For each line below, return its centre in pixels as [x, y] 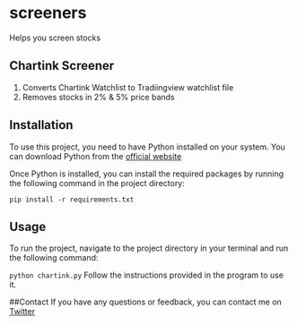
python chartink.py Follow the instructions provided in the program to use [147, 275]
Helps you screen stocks [55, 38]
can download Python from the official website [96, 156]
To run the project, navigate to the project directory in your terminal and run [149, 248]
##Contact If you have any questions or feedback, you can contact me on [146, 302]
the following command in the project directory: [97, 183]
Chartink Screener [62, 66]
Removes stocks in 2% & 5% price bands [98, 97]
